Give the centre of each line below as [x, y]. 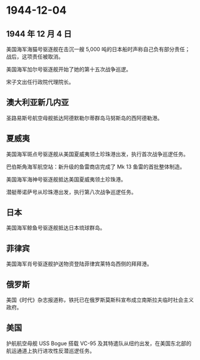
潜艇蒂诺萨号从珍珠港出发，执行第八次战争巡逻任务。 [71, 192]
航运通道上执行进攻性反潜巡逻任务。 [51, 350]
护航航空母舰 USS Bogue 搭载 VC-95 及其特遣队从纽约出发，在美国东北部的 [99, 343]
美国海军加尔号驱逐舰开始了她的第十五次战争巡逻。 [69, 69]
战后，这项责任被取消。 [35, 57]
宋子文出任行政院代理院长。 [40, 82]
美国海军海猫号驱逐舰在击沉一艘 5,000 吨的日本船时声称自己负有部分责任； [98, 49]
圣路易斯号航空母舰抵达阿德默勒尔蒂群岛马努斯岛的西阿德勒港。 [84, 118]
